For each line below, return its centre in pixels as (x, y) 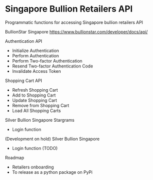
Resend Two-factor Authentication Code (52, 66)
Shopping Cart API (24, 81)
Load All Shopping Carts (36, 111)
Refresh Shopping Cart (35, 90)
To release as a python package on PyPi (52, 172)
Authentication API (24, 41)
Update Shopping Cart (34, 100)
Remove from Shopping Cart (41, 105)
